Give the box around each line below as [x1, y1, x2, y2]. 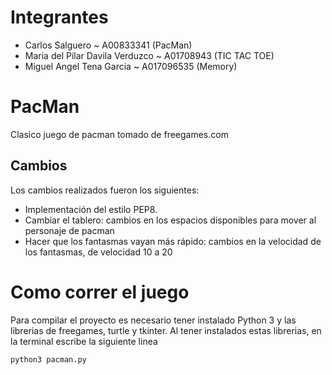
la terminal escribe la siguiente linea [10, 335, 158, 347]
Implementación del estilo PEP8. [24, 203, 158, 215]
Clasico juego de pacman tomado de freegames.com [10, 128, 229, 140]
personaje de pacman [24, 224, 115, 236]
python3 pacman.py [10, 354, 87, 365]
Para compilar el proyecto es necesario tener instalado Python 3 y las [10, 314, 297, 326]
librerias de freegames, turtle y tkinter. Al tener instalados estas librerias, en [10, 324, 322, 336]
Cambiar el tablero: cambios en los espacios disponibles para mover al [24, 214, 317, 226]
